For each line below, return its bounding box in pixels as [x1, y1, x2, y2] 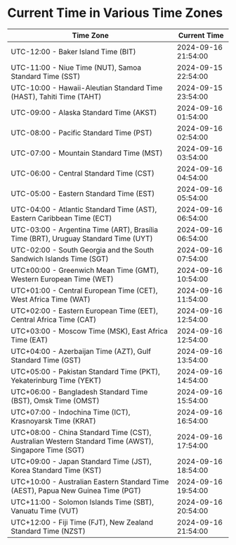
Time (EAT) [11, 335, 48, 345]
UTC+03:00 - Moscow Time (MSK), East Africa [11, 326, 169, 336]
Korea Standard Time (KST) [11, 465, 102, 475]
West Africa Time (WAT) [11, 294, 91, 304]
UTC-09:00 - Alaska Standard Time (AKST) [11, 107, 157, 117]
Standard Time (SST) [11, 71, 81, 81]
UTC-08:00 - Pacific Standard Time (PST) [11, 128, 152, 137]
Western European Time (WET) [11, 274, 114, 283]
